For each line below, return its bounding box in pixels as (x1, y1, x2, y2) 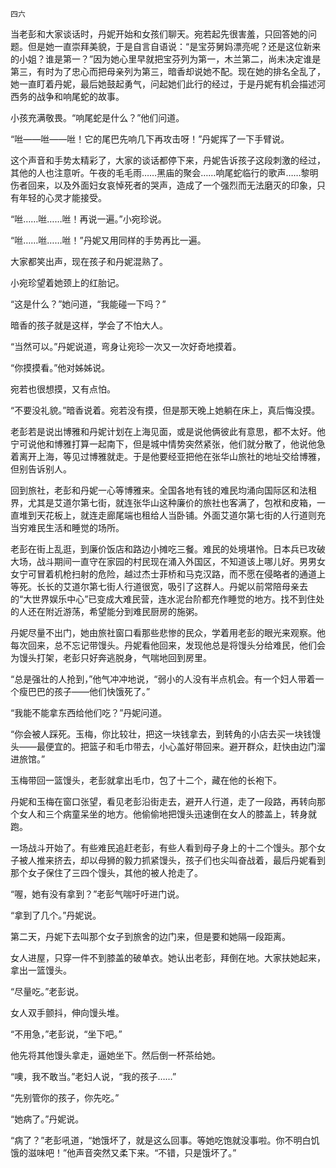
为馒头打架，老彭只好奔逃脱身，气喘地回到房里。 (10, 652, 212, 663)
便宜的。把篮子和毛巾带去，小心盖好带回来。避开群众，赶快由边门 (44, 741, 317, 752)
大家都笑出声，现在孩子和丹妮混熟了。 (10, 256, 168, 267)
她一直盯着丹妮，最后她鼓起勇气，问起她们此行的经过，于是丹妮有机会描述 (10, 78, 317, 90)
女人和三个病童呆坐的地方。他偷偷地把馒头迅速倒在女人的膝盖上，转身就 (18, 808, 317, 820)
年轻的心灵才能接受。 (18, 192, 107, 203)
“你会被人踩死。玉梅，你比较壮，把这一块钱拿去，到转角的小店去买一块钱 (10, 728, 313, 740)
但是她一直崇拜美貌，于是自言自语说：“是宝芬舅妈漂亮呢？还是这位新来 (27, 41, 322, 52)
